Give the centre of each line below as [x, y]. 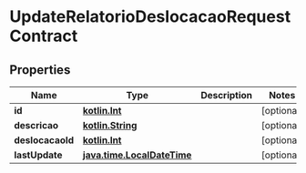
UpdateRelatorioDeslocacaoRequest [150, 17]
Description [226, 95]
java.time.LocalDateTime [137, 155]
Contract [44, 36]
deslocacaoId [44, 140]
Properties [40, 70]
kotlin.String [110, 125]
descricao [36, 125]
